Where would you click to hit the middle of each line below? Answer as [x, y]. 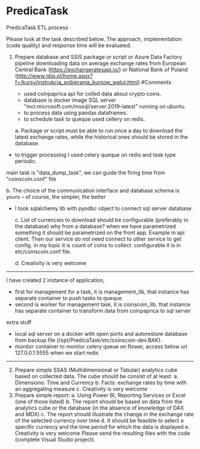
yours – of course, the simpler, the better [56, 197]
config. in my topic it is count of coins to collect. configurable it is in [98, 245]
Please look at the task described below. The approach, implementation [94, 39]
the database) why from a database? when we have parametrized [95, 226]
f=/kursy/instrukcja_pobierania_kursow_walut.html [76, 82]
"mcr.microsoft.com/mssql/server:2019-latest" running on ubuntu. [105, 106]
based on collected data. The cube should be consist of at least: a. [96, 376]
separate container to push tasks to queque [68, 298]
